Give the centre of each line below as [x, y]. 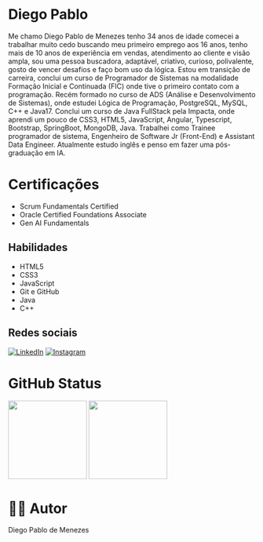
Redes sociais [43, 333]
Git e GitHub [39, 291]
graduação [26, 153]
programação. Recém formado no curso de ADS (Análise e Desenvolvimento [132, 94]
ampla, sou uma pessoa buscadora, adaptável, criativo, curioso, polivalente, [131, 61]
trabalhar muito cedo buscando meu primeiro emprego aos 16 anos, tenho [128, 44]
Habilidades [38, 247]
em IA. [55, 153]
